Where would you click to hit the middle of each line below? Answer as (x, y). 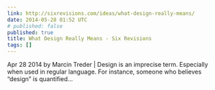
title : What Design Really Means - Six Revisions (80, 39)
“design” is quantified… (40, 79)
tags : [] (20, 45)
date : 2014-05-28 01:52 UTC (47, 20)
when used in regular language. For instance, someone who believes (104, 72)
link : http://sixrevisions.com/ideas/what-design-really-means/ (101, 13)
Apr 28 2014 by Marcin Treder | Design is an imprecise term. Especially (107, 64)
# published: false (35, 26)
